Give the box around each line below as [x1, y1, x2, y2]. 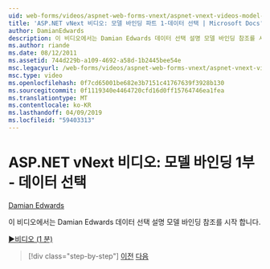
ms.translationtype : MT [8, 94, 88, 102]
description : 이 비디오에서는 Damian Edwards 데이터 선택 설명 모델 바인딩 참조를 [8, 34, 256, 43]
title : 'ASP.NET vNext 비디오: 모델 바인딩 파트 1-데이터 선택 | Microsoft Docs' [8, 19, 264, 27]
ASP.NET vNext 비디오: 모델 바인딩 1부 [8, 153, 256, 172]
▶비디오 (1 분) [8, 234, 54, 243]
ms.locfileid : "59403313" [8, 116, 95, 124]
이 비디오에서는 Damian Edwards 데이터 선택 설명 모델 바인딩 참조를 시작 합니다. [8, 217, 261, 226]
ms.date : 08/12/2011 [8, 49, 78, 57]
